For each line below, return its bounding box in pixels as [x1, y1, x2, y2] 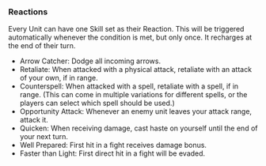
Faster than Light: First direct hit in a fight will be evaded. [19, 149, 206, 158]
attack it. [19, 115, 49, 125]
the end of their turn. [8, 41, 76, 51]
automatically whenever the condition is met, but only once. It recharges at [8, 32, 253, 42]
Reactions [8, 6, 48, 17]
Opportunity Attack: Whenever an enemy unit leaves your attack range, [19, 107, 252, 116]
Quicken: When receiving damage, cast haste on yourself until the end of [19, 123, 258, 133]
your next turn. [19, 132, 69, 141]
